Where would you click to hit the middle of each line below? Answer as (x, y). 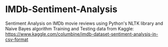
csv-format (17, 39)
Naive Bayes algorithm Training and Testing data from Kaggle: (70, 28)
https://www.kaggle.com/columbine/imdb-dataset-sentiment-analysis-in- (82, 34)
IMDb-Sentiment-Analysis (61, 9)
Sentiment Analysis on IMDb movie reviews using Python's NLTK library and (84, 23)
